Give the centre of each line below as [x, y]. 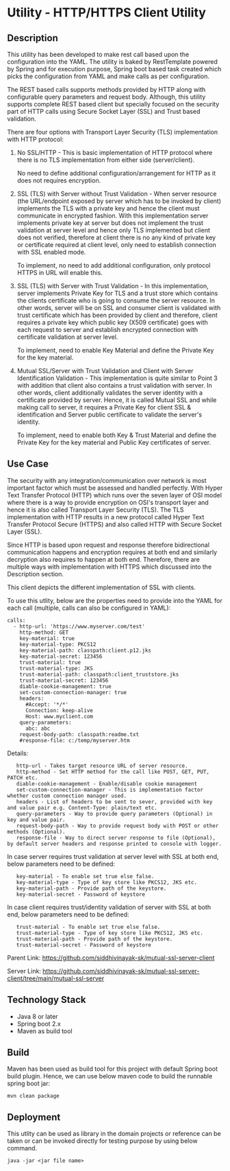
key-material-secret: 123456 [61, 657]
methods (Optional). [37, 831]
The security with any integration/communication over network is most [107, 480]
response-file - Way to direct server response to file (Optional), [116, 838]
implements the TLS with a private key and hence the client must [108, 208]
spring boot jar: [28, 1084]
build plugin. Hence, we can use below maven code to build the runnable [110, 1076]
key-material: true [47, 638]
